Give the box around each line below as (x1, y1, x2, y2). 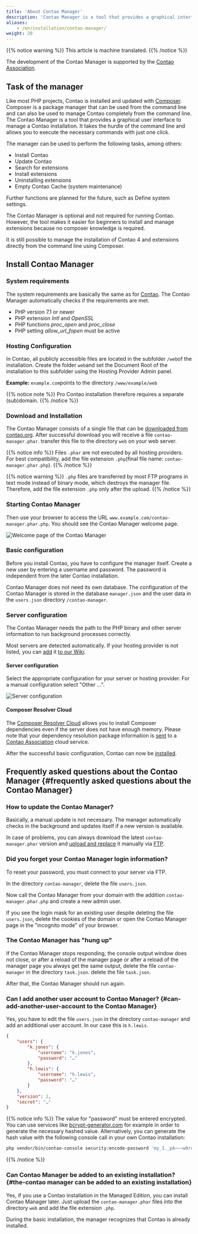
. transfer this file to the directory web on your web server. (37, 438, 177, 445)
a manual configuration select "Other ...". (6, 681, 105, 688)
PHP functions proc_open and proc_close (14, 321, 115, 328)
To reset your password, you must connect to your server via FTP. (6, 869, 167, 876)
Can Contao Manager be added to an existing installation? (6, 1171, 176, 1179)
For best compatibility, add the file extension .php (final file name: (6, 455, 164, 462)
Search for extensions (14, 164, 69, 171)
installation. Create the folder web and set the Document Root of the (6, 361, 168, 368)
